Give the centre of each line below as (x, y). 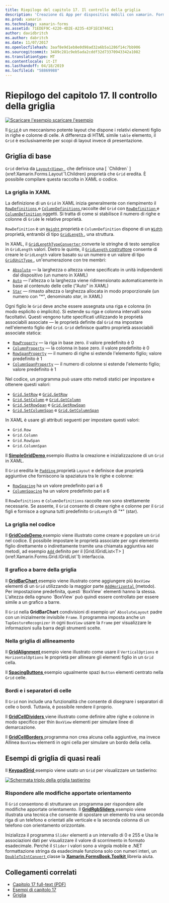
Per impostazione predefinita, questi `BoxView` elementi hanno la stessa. (81, 591)
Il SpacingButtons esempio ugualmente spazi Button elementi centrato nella (84, 672)
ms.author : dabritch (27, 38)
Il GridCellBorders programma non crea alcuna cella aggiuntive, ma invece (83, 737)
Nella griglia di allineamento (40, 641)
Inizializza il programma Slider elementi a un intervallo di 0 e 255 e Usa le (82, 835)
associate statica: (23, 333)
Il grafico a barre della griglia (41, 570)
